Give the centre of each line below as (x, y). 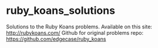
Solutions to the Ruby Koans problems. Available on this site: (79, 27)
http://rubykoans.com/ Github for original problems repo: (75, 32)
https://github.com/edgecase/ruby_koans (56, 39)
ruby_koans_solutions (61, 11)
